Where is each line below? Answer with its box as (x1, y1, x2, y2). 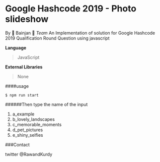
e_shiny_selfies (12, 132, 43, 138)
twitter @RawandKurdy (5, 151, 53, 157)
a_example (12, 111, 35, 117)
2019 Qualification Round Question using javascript (5, 35, 110, 41)
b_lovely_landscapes (12, 116, 55, 122)
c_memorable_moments (12, 121, 62, 127)
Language (5, 45, 26, 51)
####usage (5, 83, 29, 89)
